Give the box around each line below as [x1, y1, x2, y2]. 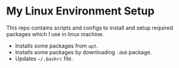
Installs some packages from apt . [15, 42, 99, 49]
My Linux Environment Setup [6, 4, 155, 18]
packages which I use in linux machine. [6, 30, 104, 37]
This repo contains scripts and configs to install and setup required [6, 24, 174, 31]
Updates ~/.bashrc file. [15, 55, 73, 62]
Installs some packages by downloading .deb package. [15, 48, 152, 55]
